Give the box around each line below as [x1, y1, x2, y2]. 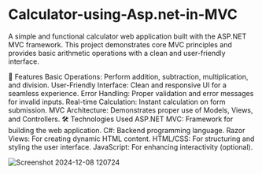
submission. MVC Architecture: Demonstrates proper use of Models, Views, [8, 105, 253, 115]
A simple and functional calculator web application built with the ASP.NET [8, 31, 247, 41]
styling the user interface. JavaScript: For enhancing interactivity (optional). [8, 142, 253, 151]
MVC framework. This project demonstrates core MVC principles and [8, 39, 232, 49]
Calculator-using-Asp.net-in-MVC [8, 6, 238, 24]
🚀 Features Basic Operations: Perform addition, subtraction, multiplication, [8, 72, 249, 81]
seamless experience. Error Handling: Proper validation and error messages [8, 88, 254, 98]
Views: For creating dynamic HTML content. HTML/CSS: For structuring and [8, 134, 255, 143]
